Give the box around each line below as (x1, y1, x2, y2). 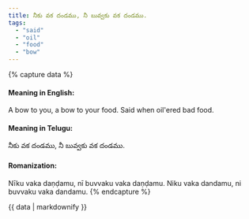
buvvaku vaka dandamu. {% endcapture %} (8, 187, 152, 196)
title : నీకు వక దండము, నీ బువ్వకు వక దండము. (8, 11, 148, 20)
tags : (8, 19, 26, 27)
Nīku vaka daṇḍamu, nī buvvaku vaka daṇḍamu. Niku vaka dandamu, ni (8, 178, 242, 187)
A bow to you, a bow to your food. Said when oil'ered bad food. (8, 106, 215, 115)
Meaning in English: (8, 87, 75, 97)
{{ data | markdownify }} (8, 202, 88, 211)
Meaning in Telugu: (8, 123, 74, 132)
